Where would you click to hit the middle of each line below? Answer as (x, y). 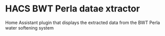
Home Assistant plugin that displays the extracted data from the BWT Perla (83, 22)
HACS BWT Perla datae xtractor (73, 9)
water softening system (30, 27)
